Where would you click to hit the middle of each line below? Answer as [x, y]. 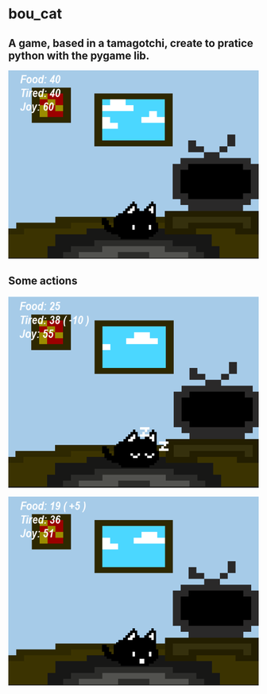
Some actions [43, 281]
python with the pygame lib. [79, 55]
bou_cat [35, 14]
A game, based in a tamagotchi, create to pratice [131, 43]
